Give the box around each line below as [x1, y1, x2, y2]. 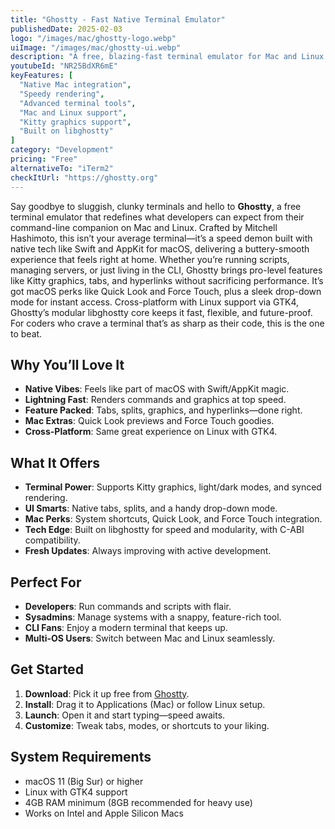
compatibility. [24, 534, 81, 546]
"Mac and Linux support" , [19, 107, 128, 118]
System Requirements [10, 749, 152, 766]
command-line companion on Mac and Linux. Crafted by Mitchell [10, 221, 278, 233]
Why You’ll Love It [10, 356, 125, 373]
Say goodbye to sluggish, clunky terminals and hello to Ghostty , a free [10, 200, 302, 212]
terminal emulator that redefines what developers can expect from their [10, 211, 305, 223]
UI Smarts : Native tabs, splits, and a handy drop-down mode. [24, 502, 278, 515]
